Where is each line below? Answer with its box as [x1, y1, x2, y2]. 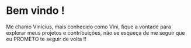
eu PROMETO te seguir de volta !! [6, 35, 86, 42]
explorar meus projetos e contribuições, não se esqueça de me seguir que [6, 29, 185, 36]
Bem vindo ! [6, 4, 65, 17]
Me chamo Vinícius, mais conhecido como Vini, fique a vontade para [6, 23, 171, 30]
